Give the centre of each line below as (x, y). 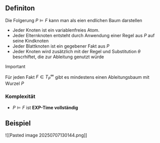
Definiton (20, 8)
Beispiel (18, 123)
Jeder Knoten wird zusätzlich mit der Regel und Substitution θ (76, 51)
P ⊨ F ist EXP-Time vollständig (45, 107)
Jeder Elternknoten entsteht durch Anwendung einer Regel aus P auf (84, 35)
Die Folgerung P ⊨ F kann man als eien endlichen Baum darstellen (74, 20)
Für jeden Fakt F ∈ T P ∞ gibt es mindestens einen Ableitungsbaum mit (77, 77)
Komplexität (20, 96)
